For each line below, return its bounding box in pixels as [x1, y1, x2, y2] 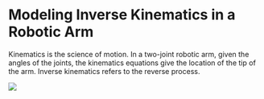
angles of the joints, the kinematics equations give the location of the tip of [8, 58, 256, 68]
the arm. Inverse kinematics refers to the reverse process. [8, 66, 200, 76]
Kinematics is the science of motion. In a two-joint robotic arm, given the [8, 49, 250, 59]
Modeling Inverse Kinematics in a [8, 6, 236, 24]
